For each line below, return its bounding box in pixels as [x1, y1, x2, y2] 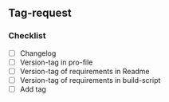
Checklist [8, 30, 46, 41]
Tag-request [8, 6, 72, 20]
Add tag [19, 84, 46, 94]
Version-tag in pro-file [19, 57, 93, 67]
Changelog [19, 48, 57, 58]
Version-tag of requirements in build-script [19, 75, 161, 84]
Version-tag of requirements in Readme [19, 66, 150, 76]
